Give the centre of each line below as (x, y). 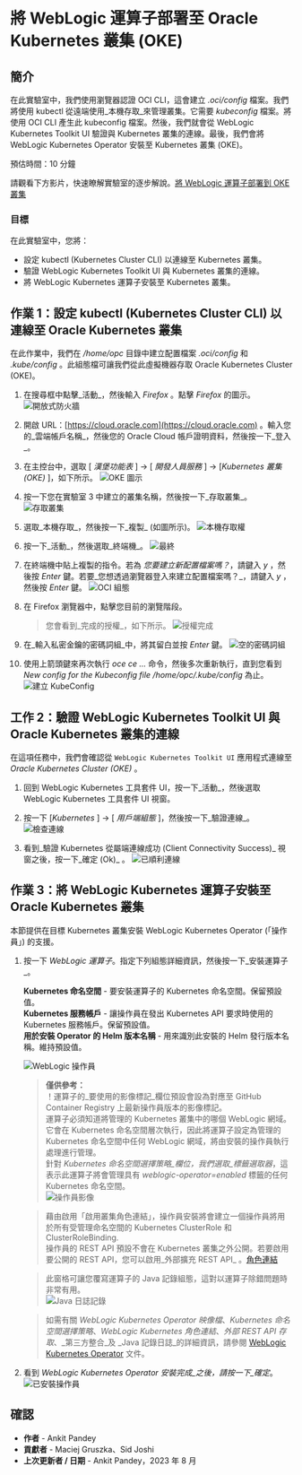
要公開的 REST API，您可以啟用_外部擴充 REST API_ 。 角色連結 (162, 1259)
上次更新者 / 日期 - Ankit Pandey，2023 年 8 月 (110, 1460)
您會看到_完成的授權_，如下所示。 (108, 626)
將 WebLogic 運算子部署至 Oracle (134, 18)
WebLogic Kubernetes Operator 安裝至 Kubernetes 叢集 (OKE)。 (129, 145)
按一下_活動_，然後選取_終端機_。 (86, 546)
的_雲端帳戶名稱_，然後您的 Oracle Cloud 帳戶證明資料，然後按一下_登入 (157, 437)
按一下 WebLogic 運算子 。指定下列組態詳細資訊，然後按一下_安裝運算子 (156, 960)
